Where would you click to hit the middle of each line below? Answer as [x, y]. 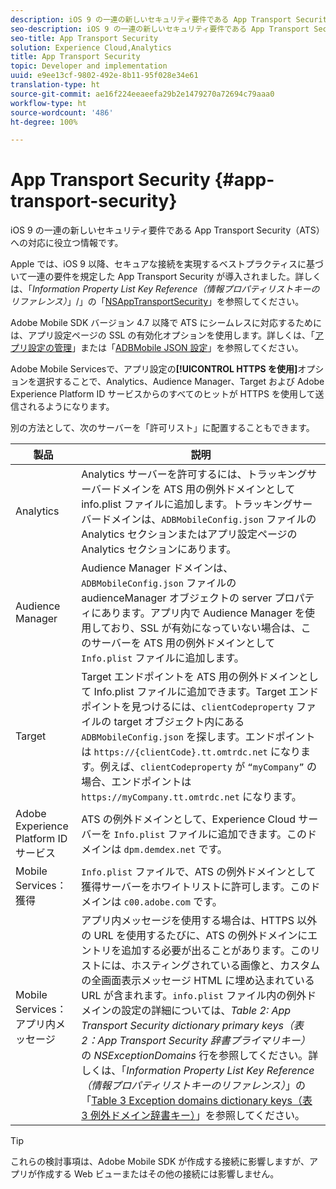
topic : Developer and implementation [89, 66]
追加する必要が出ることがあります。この [216, 951]
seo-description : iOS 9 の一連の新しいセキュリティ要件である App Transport [160, 29]
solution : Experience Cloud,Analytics [91, 47]
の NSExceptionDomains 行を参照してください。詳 [200, 1056]
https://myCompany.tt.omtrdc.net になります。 [191, 797]
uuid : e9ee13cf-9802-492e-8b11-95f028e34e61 [104, 76]
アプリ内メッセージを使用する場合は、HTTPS [188, 921]
